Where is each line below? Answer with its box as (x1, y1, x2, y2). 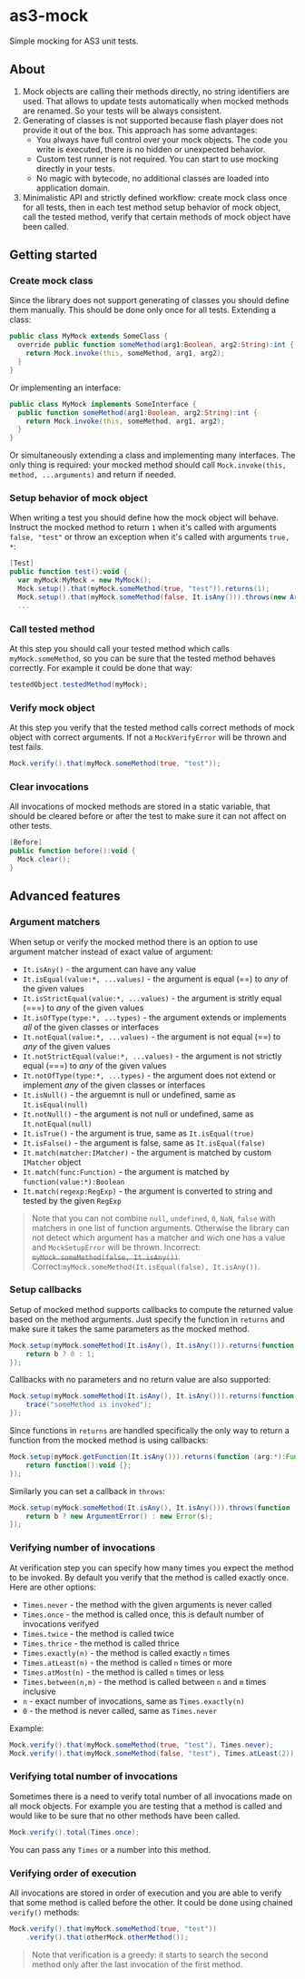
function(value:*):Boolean (22, 1177, 125, 1186)
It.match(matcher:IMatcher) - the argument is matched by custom (22, 1147, 272, 1157)
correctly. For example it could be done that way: (9, 663, 193, 674)
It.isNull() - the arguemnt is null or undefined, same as (22, 1088, 236, 1099)
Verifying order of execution (9, 1866, 137, 1879)
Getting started (9, 247, 98, 263)
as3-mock (9, 5, 89, 26)
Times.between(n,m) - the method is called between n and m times (22, 1676, 267, 1687)
